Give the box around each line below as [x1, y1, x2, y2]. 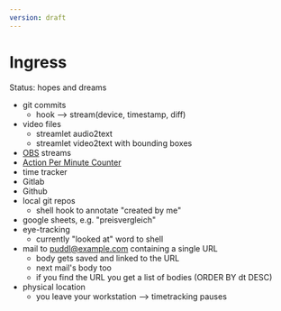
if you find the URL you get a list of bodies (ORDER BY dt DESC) [35, 271, 273, 282]
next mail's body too [35, 262, 113, 273]
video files [22, 118, 61, 129]
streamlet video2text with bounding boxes [35, 137, 193, 149]
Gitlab [22, 176, 45, 187]
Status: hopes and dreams [9, 82, 107, 93]
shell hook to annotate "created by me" [35, 205, 182, 215]
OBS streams [22, 147, 72, 158]
